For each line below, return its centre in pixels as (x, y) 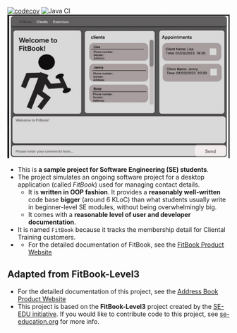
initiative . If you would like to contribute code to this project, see (125, 314)
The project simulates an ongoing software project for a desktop (111, 177)
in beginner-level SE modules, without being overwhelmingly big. (122, 207)
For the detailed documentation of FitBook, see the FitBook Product (126, 245)
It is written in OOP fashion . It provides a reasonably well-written (124, 192)
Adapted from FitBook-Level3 (73, 275)
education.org (38, 321)
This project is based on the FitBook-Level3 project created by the (115, 306)
